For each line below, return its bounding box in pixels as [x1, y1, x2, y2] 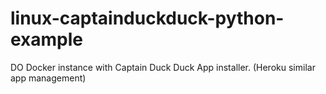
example [10, 28, 84, 51]
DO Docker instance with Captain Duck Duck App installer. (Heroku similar [10, 61, 316, 73]
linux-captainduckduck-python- [10, 7, 285, 30]
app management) [10, 72, 87, 84]
